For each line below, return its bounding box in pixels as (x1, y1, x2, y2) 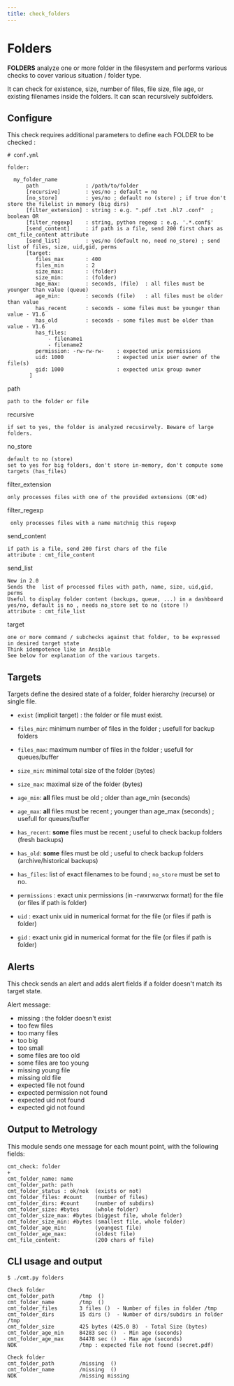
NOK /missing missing (7, 1372, 130, 1379)
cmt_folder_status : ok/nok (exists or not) (7, 1187, 142, 1194)
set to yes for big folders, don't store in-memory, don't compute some (7, 462, 224, 469)
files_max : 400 (35, 256, 101, 263)
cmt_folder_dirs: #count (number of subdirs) (7, 1200, 155, 1207)
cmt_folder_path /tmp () (7, 1292, 105, 1299)
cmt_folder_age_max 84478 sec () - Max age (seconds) (7, 1335, 183, 1343)
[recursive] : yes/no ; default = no (25, 188, 158, 196)
